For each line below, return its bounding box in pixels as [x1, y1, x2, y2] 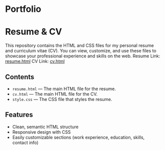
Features [5, 110, 33, 119]
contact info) [12, 140, 39, 146]
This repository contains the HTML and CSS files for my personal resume [5, 43, 154, 49]
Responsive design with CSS [12, 129, 71, 135]
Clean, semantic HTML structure [12, 124, 79, 130]
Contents [5, 73, 35, 81]
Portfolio [5, 3, 41, 15]
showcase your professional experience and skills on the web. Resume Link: [5, 53, 161, 59]
